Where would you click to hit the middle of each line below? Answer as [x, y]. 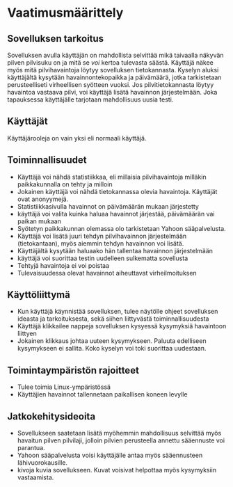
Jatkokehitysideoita [51, 416]
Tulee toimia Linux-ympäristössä [64, 387]
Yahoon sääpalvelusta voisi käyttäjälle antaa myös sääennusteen [110, 455]
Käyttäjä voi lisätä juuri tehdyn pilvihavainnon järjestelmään [102, 236]
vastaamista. [35, 477]
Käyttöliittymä [39, 295]
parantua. [31, 448]
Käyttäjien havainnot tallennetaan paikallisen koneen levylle [102, 394]
